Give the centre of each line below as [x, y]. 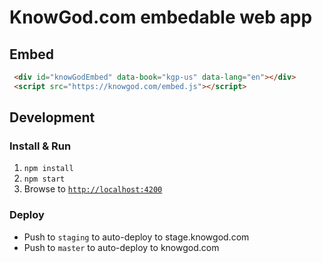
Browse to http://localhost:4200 [93, 189]
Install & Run [40, 146]
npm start [44, 179]
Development [52, 117]
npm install [48, 169]
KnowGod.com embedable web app [161, 17]
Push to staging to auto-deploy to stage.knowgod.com [136, 237]
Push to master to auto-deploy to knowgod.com [121, 247]
